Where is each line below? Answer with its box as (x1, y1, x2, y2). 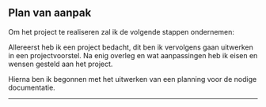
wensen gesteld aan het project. (8, 59, 113, 68)
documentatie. (8, 83, 55, 92)
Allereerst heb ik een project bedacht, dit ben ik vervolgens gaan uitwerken (8, 42, 253, 52)
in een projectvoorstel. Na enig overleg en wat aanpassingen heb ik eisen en (8, 50, 258, 60)
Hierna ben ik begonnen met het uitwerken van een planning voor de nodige (8, 74, 257, 83)
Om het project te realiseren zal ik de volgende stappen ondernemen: (8, 27, 235, 36)
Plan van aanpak (8, 6, 92, 20)
